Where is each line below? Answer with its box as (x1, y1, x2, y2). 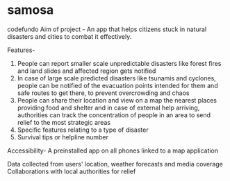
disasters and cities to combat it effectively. (7, 32, 132, 40)
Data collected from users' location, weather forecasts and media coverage (7, 160, 224, 168)
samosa (7, 2, 54, 18)
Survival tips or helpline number (17, 132, 109, 141)
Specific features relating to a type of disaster (17, 126, 149, 134)
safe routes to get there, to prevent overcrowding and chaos (17, 89, 190, 97)
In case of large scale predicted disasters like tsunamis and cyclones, (17, 74, 217, 82)
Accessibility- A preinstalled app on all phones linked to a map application (7, 146, 219, 155)
